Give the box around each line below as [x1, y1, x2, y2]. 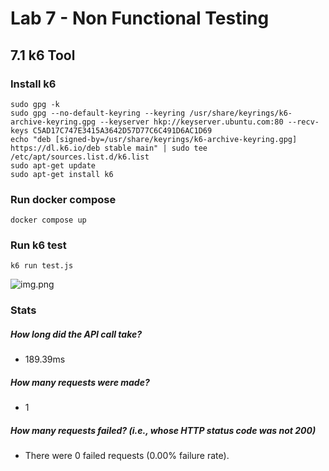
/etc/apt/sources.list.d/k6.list [10, 152, 150, 162]
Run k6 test [10, 238, 67, 252]
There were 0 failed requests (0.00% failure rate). [24, 450, 230, 462]
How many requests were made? [10, 376, 150, 388]
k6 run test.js [10, 261, 74, 271]
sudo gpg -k [10, 99, 60, 109]
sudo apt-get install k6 [10, 169, 114, 179]
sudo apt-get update [10, 160, 97, 171]
